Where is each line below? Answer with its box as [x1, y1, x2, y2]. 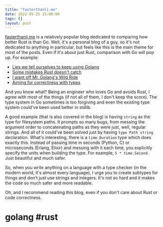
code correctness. [5, 195, 42, 201]
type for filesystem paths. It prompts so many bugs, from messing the [5, 119, 145, 125]
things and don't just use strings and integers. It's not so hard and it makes [5, 175, 155, 181]
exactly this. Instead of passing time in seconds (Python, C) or [5, 140, 130, 146]
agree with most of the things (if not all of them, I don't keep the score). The [5, 94, 157, 100]
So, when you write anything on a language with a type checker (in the [5, 165, 147, 171]
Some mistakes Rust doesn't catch [12, 69, 82, 75]
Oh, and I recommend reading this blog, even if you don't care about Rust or [5, 190, 158, 195]
